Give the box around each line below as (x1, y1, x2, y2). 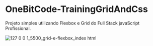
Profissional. (5, 25, 31, 31)
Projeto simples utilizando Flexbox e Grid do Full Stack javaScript (5, 20, 140, 26)
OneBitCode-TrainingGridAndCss (5, 3, 148, 15)
